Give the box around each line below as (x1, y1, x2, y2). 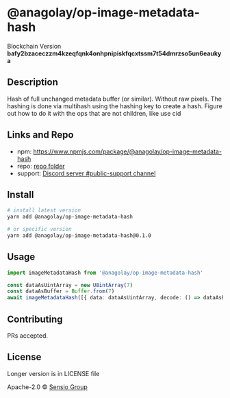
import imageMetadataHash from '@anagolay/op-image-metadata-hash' (7, 269, 204, 276)
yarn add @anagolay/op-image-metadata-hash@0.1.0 (7, 232, 152, 239)
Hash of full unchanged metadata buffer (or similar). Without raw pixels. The (7, 95, 222, 103)
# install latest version (7, 207, 81, 214)
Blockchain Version (7, 42, 62, 50)
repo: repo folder (16, 162, 65, 170)
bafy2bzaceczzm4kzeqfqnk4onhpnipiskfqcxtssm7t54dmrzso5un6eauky (7, 49, 222, 58)
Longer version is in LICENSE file (7, 369, 100, 377)
